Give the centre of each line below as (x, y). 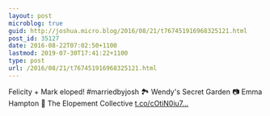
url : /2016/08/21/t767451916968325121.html (83, 68)
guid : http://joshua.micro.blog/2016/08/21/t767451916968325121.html (128, 31)
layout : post (30, 16)
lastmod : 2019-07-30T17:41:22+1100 (68, 53)
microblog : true (36, 23)
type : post (27, 61)
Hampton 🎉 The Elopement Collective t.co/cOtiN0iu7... (99, 103)
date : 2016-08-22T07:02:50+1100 (63, 46)
